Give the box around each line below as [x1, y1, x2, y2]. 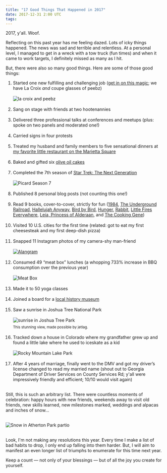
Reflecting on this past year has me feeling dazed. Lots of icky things [5, 40, 147, 46]
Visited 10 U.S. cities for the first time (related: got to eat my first [12, 222, 144, 228]
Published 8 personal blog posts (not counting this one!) [12, 191, 128, 197]
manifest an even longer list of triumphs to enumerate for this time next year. [5, 448, 162, 454]
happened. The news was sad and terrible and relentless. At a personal [5, 45, 151, 51]
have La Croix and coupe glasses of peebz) [12, 85, 102, 91]
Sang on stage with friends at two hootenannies [12, 106, 111, 112]
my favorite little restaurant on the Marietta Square [12, 148, 116, 154]
